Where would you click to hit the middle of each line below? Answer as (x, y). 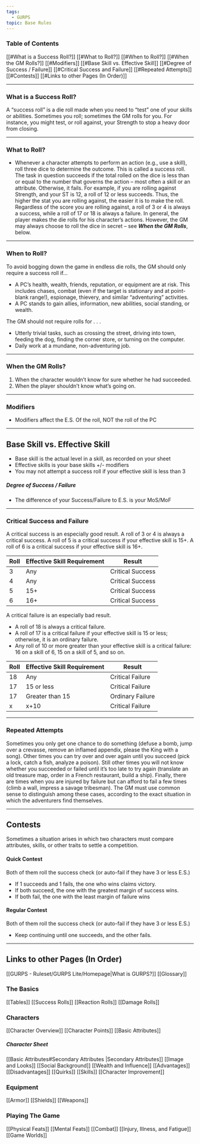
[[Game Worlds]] (27, 1135)
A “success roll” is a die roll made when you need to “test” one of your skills (99, 109)
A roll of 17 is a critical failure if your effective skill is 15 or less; (91, 633)
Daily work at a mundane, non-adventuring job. (73, 345)
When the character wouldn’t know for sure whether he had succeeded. (103, 379)
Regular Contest (27, 910)
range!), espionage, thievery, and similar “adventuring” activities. (109, 297)
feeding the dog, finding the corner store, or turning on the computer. (100, 339)
